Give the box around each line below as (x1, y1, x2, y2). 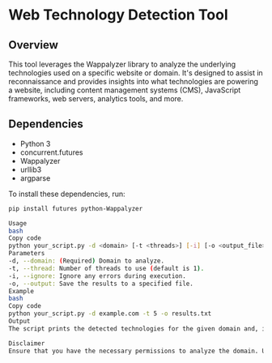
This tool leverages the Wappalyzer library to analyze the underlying (8, 59, 236, 69)
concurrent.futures (19, 147, 83, 157)
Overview (8, 38, 59, 52)
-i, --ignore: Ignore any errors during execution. (8, 271, 186, 280)
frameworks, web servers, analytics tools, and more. (8, 94, 184, 103)
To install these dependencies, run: (8, 189, 125, 199)
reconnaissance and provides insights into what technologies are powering (8, 77, 259, 86)
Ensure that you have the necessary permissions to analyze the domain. (8, 347, 259, 355)
